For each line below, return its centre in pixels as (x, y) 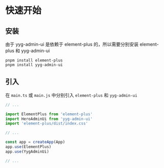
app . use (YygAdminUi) (27, 152)
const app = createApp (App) (35, 142)
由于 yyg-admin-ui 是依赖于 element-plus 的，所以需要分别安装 (72, 44)
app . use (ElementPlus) (28, 147)
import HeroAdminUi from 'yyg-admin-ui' (49, 119)
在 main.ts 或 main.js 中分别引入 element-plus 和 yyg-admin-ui (71, 95)
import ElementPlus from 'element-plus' (49, 114)
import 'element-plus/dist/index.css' (47, 123)
